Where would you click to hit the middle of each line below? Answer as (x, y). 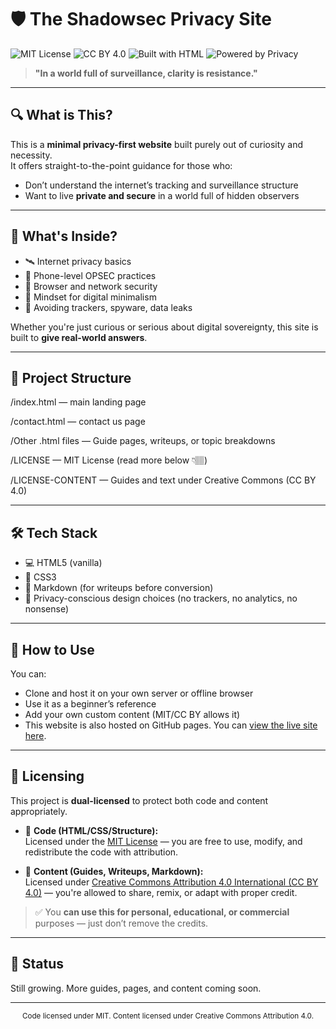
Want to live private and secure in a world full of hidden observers (162, 195)
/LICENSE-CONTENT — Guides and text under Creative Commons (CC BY (163, 480)
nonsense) (47, 609)
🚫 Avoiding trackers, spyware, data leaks (108, 307)
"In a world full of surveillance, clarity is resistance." (146, 73)
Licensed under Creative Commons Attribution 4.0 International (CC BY (171, 882)
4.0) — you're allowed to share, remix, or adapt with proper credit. (161, 892)
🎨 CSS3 (40, 577)
